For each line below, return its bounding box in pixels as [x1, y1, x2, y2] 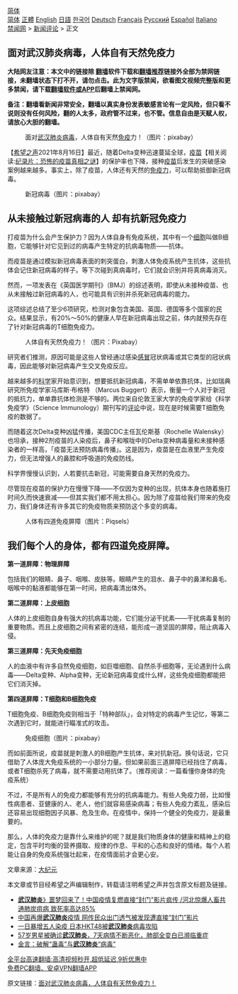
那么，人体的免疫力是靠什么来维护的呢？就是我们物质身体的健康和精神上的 [7, 833, 225, 841]
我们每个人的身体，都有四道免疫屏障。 [7, 540, 175, 552]
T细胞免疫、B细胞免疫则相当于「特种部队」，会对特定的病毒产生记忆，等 [7, 710, 217, 718]
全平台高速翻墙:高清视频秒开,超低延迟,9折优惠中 [7, 955, 147, 963]
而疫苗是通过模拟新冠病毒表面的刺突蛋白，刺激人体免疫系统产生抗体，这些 [7, 256, 225, 265]
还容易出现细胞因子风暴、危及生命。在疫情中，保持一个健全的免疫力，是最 [7, 809, 225, 817]
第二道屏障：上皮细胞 [7, 599, 69, 607]
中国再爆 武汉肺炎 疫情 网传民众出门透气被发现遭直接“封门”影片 [17, 913, 200, 922]
